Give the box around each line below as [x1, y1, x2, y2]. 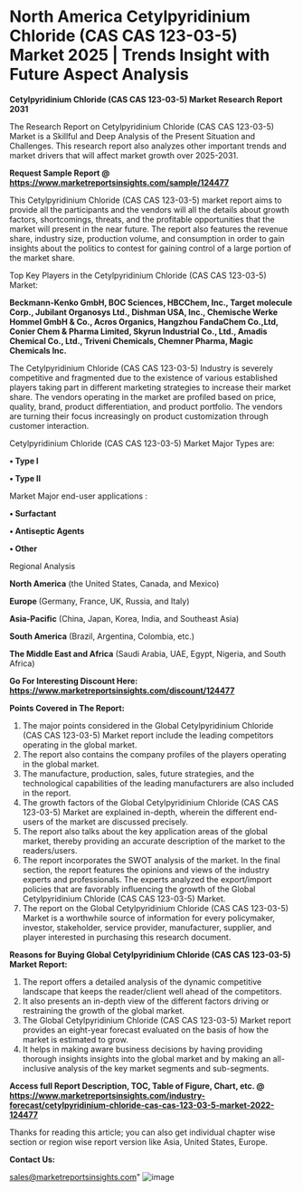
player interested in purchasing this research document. [22, 931, 232, 942]
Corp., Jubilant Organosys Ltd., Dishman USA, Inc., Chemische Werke [9, 306, 279, 318]
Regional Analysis [9, 560, 76, 571]
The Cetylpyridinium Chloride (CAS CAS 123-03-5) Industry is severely [9, 362, 273, 373]
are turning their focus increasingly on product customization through [9, 410, 269, 422]
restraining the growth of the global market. [22, 1005, 185, 1015]
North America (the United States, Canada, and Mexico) [9, 577, 220, 589]
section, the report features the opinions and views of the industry [22, 864, 270, 875]
